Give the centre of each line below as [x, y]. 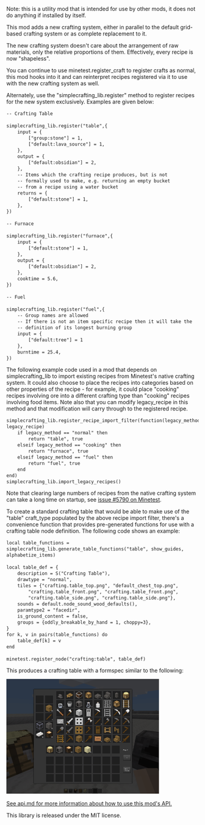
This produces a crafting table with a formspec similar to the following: [95, 670]
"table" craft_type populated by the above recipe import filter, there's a [95, 518]
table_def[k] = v [39, 641]
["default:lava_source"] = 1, [67, 144]
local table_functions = [38, 543]
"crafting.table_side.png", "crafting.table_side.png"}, [102, 598]
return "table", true [56, 439]
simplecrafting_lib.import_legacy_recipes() [64, 482]
